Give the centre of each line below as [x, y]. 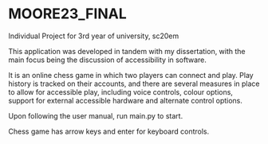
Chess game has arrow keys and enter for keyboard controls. [109, 131]
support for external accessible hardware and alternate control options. [126, 100]
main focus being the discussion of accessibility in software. [108, 60]
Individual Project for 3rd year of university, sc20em [94, 36]
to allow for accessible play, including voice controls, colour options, [121, 91]
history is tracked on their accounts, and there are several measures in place [134, 84]
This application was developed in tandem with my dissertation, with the [127, 51]
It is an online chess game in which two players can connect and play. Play [131, 75]
